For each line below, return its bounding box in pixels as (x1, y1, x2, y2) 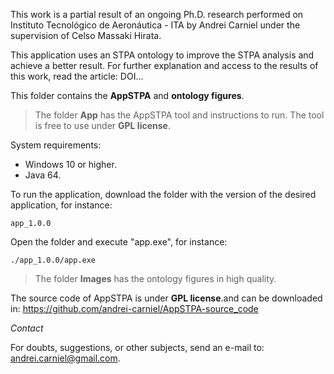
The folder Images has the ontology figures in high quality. (34, 273, 277, 284)
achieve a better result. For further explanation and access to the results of (10, 60, 319, 71)
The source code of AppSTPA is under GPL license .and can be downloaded (10, 292, 323, 304)
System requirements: (10, 139, 102, 151)
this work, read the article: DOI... (10, 70, 144, 82)
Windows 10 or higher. (24, 159, 117, 170)
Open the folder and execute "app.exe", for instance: (10, 236, 228, 248)
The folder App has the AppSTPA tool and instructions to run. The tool (34, 109, 325, 121)
